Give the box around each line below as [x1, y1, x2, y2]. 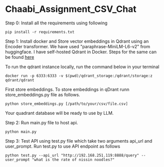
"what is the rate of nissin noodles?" [31, 157, 115, 162]
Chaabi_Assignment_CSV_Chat [5, 3, 137, 15]
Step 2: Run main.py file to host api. [5, 119, 78, 125]
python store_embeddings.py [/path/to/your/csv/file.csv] [5, 101, 128, 106]
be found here [5, 54, 34, 60]
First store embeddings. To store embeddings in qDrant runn [5, 86, 130, 92]
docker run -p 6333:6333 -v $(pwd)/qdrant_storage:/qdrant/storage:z [5, 73, 153, 78]
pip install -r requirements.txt [5, 29, 75, 34]
